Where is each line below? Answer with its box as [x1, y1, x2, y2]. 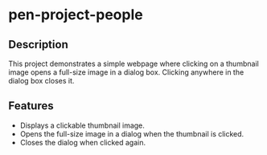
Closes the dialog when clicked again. [19, 137, 146, 147]
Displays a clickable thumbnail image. [19, 120, 145, 130]
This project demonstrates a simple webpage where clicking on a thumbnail [8, 59, 259, 68]
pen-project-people [8, 6, 143, 24]
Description [8, 38, 68, 51]
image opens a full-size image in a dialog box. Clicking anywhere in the [8, 67, 244, 77]
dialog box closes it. [8, 76, 75, 85]
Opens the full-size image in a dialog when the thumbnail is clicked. [19, 128, 244, 138]
